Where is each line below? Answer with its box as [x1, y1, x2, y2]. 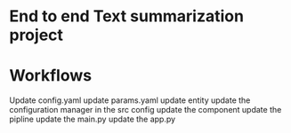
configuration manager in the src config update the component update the [9, 105, 282, 115]
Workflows [9, 66, 92, 86]
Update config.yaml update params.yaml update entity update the [9, 95, 251, 106]
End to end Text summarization [9, 6, 245, 27]
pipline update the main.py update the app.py [9, 113, 176, 125]
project [9, 25, 64, 45]
